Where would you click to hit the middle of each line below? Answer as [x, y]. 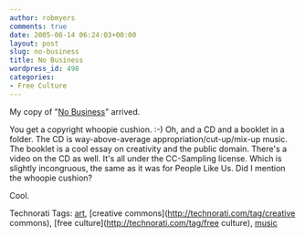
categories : [32, 77]
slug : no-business [44, 52]
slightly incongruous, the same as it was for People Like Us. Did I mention [147, 168]
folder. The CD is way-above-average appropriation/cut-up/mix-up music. [148, 139]
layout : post [34, 43]
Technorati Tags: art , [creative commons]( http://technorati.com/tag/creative [152, 213]
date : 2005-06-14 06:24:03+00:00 [73, 35]
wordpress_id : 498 [44, 69]
